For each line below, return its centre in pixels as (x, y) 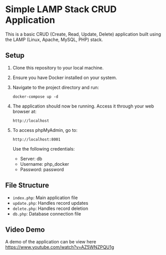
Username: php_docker (45, 164)
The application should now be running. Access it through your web (83, 106)
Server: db (31, 159)
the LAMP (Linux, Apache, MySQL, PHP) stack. (54, 40)
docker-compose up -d (35, 97)
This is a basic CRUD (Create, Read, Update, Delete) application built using (83, 34)
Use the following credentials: (44, 149)
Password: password (42, 169)
